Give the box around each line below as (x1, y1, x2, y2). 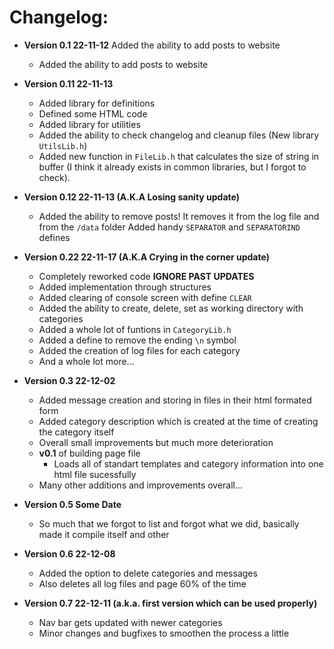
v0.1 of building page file (38, 447, 141, 459)
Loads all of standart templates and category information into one (53, 457, 324, 470)
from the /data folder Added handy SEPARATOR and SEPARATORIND (38, 221, 301, 233)
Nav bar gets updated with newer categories (38, 616, 223, 628)
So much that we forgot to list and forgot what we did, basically (38, 517, 300, 530)
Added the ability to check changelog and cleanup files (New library (38, 129, 320, 141)
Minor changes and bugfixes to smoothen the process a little (38, 627, 290, 639)
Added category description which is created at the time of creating (38, 415, 319, 427)
